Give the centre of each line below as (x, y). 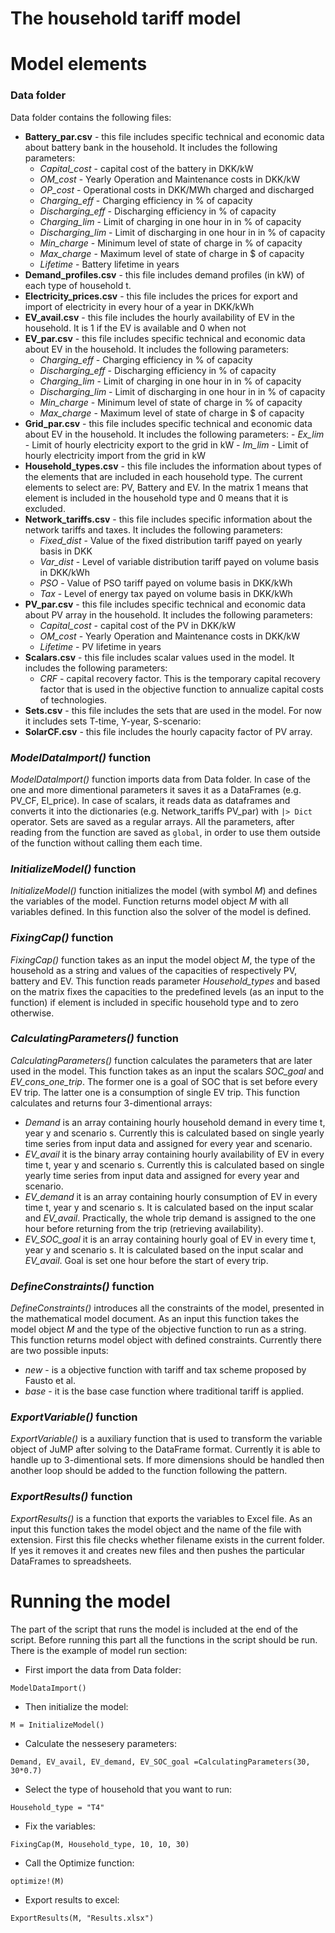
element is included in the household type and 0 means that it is (156, 498)
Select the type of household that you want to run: (128, 1789)
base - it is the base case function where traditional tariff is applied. (164, 1391)
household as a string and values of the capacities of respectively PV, (154, 970)
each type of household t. (78, 285)
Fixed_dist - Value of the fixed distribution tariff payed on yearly (171, 540)
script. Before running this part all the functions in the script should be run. (164, 1639)
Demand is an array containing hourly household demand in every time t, (175, 1122)
